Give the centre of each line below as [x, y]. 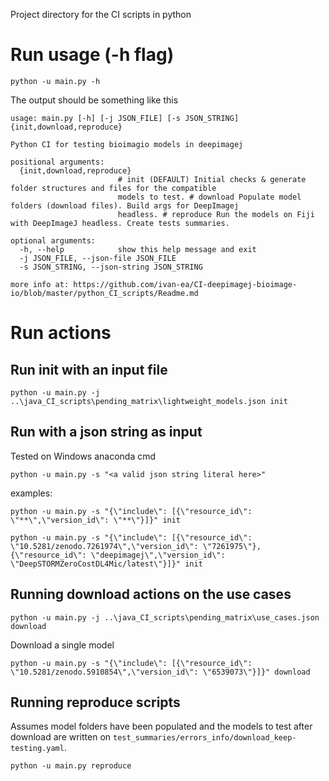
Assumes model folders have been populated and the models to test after [161, 726]
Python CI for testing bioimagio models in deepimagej [127, 144]
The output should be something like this [94, 100]
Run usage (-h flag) [92, 55]
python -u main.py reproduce [71, 766]
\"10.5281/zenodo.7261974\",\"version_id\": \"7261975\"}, [136, 546]
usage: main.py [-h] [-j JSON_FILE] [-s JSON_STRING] [125, 118]
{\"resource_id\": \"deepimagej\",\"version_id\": [118, 555]
